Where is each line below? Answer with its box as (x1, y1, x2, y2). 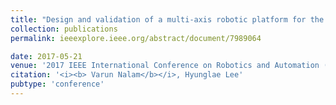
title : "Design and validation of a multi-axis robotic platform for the (10, 14, 325, 25)
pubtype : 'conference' (10, 79, 105, 90)
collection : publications (10, 24, 118, 34)
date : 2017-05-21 (10, 51, 83, 61)
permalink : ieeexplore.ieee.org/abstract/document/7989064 (10, 33, 262, 43)
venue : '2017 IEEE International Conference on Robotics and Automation (10, 61, 320, 71)
